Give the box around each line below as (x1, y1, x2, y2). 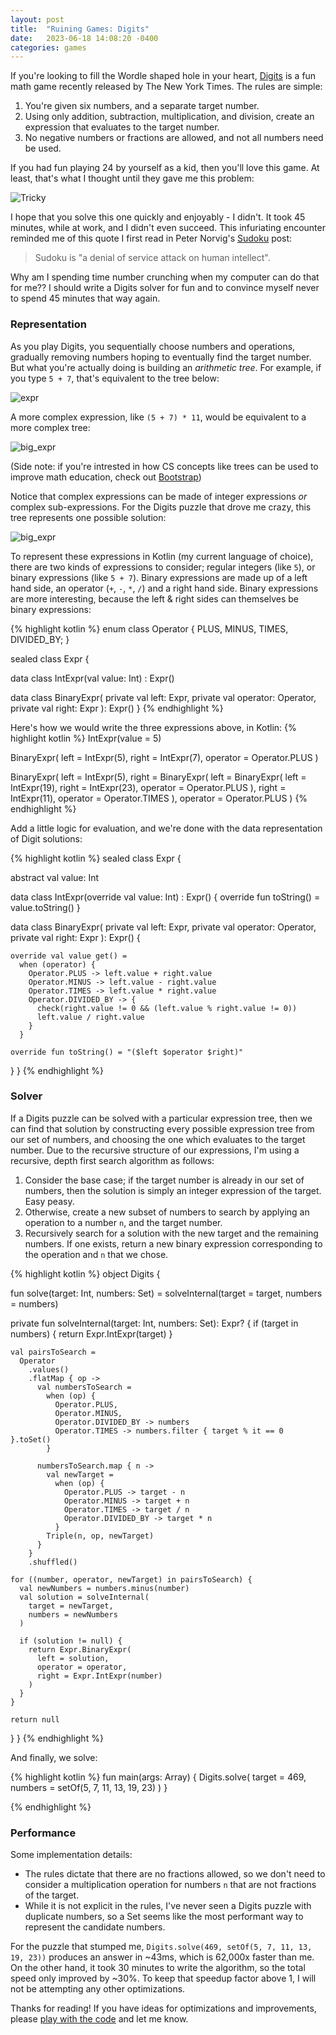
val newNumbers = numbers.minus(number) (19, 1583, 190, 1593)
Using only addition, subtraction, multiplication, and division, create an (24, 111, 315, 123)
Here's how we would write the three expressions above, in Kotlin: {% (10, 721, 297, 733)
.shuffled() (28, 1557, 78, 1567)
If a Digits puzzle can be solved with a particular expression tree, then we (10, 1112, 313, 1124)
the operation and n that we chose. (24, 1248, 169, 1260)
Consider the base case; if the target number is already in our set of (24, 1174, 305, 1186)
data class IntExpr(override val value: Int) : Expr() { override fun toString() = (10, 891, 321, 903)
